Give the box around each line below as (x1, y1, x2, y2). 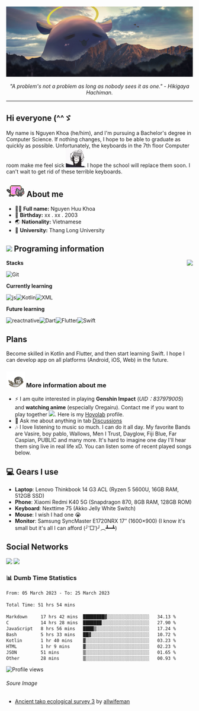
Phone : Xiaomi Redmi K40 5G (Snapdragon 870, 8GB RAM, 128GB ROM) (14, 498, 192, 505)
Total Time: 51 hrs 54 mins (6, 602, 76, 608)
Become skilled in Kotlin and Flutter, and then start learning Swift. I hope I (6, 350, 185, 357)
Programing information (14, 244, 105, 254)
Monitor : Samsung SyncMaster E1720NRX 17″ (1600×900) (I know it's (14, 517, 185, 524)
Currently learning (6, 283, 53, 290)
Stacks (6, 260, 24, 267)
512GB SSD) (14, 492, 45, 499)
